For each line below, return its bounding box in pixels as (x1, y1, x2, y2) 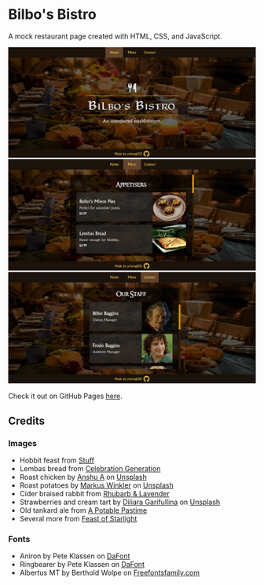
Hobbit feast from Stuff (19, 455, 94, 465)
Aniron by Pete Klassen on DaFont (19, 551, 130, 561)
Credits (8, 414, 46, 427)
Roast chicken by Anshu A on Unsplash (19, 473, 148, 482)
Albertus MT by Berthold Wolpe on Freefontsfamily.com (19, 568, 200, 578)
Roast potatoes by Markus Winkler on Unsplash (19, 481, 174, 490)
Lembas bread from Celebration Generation (19, 464, 161, 473)
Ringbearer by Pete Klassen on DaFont (19, 560, 145, 569)
